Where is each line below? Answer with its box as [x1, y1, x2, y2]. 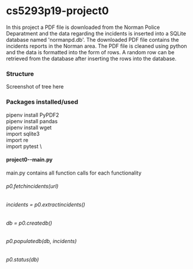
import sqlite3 [6, 130, 40, 137]
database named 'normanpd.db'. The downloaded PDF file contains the [6, 36, 179, 43]
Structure [6, 70, 34, 78]
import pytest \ [6, 143, 42, 150]
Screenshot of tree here [6, 83, 64, 90]
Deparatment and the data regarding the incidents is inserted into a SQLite [6, 29, 187, 37]
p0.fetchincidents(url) [6, 183, 59, 190]
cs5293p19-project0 [6, 4, 109, 18]
